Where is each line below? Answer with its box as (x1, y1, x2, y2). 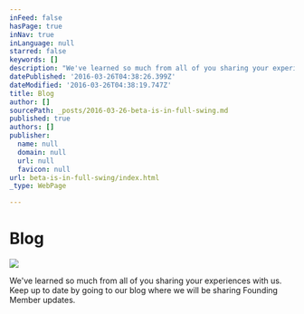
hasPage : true (9, 22, 63, 31)
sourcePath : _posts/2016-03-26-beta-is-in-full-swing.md (9, 106, 229, 115)
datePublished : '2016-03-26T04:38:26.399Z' (9, 72, 176, 81)
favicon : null (17, 165, 71, 174)
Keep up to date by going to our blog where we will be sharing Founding (9, 285, 279, 296)
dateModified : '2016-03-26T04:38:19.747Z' (9, 81, 172, 90)
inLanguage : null (9, 38, 75, 48)
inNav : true (9, 30, 54, 39)
